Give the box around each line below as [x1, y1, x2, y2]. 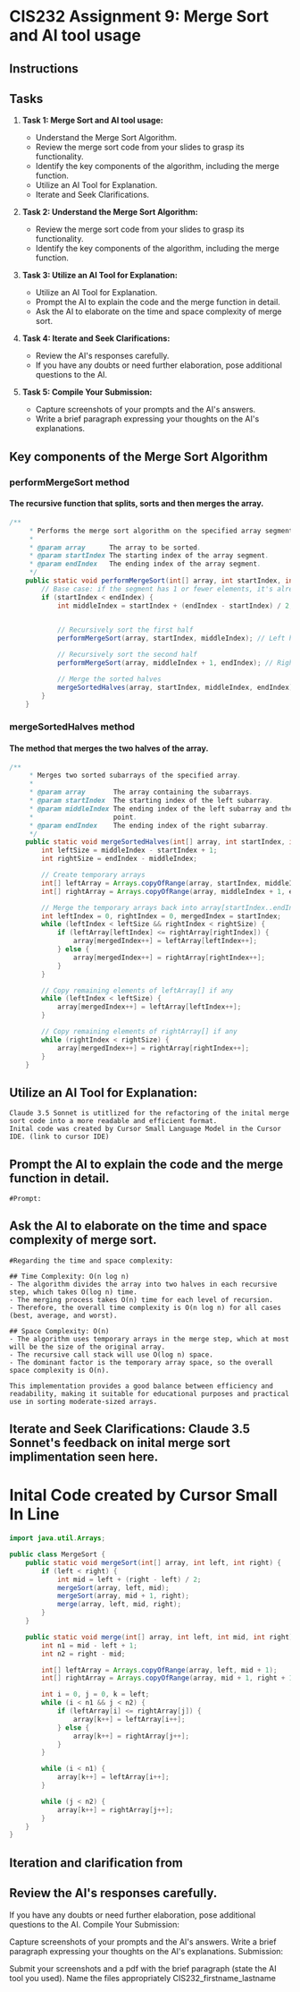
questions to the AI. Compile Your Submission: [9, 1919, 180, 1929]
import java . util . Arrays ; [9, 1534, 105, 1543]
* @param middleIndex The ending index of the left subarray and [29, 804, 278, 813]
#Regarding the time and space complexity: [9, 1256, 174, 1265]
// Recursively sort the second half [56, 651, 198, 660]
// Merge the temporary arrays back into [41, 903, 198, 912]
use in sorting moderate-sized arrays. [9, 1397, 158, 1406]
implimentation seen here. [9, 1450, 159, 1465]
